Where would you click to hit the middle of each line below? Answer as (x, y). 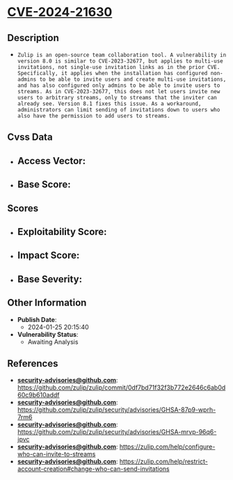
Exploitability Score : (62, 231)
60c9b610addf (38, 395)
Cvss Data (30, 137)
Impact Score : (48, 256)
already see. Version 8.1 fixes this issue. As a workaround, (109, 104)
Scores (23, 208)
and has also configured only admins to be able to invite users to (119, 86)
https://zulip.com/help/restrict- (164, 462)
